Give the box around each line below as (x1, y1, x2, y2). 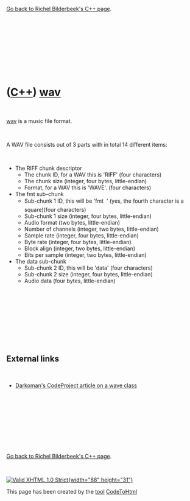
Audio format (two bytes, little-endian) (24, 219, 121, 226)
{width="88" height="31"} (68, 476, 133, 483)
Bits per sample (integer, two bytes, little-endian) (24, 251, 147, 258)
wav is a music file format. (6, 117, 72, 124)
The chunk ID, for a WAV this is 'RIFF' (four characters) (24, 170, 162, 178)
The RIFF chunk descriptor (15, 164, 82, 172)
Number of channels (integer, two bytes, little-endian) (24, 225, 160, 233)
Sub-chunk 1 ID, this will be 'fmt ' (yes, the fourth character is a (24, 197, 184, 205)
